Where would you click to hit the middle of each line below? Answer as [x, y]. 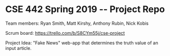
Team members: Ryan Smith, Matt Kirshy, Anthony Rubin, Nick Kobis [77, 23]
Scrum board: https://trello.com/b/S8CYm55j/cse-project [65, 33]
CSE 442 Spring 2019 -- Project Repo [85, 9]
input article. [18, 48]
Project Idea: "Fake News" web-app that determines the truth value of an [82, 43]
